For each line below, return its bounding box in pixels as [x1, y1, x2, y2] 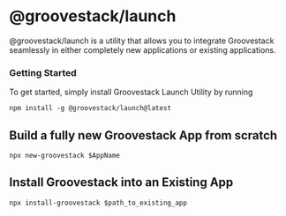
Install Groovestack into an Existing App [9, 175, 234, 190]
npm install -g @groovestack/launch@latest [9, 104, 172, 113]
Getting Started [9, 66, 77, 78]
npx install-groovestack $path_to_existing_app [9, 198, 188, 207]
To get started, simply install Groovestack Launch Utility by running [9, 86, 253, 98]
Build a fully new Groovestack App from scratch [9, 128, 278, 143]
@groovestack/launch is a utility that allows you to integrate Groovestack [9, 35, 275, 46]
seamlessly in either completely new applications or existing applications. [9, 44, 276, 55]
